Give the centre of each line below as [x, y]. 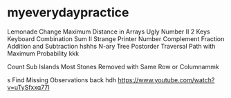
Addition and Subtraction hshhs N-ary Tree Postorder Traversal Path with [111, 46]
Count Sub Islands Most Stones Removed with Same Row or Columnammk [113, 66]
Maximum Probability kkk [43, 53]
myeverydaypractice [68, 13]
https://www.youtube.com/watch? [166, 79]
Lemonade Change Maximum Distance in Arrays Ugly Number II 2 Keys [109, 32]
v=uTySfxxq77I [28, 87]
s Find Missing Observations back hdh [62, 79]
